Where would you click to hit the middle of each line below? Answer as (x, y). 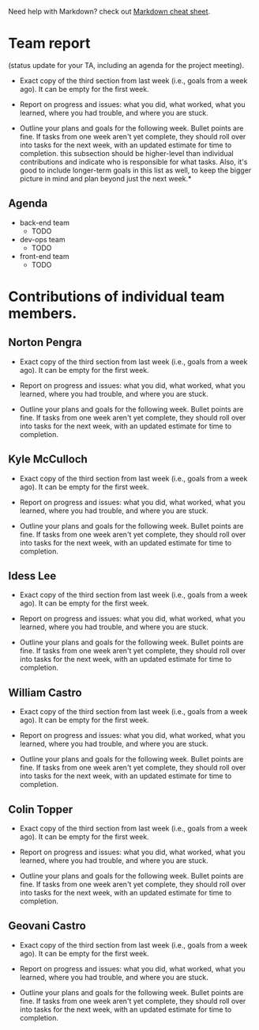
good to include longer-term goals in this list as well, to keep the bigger (135, 170)
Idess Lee (32, 576)
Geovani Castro (47, 926)
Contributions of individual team (116, 296)
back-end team (44, 222)
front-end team (44, 256)
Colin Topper (41, 810)
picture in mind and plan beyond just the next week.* (105, 178)
